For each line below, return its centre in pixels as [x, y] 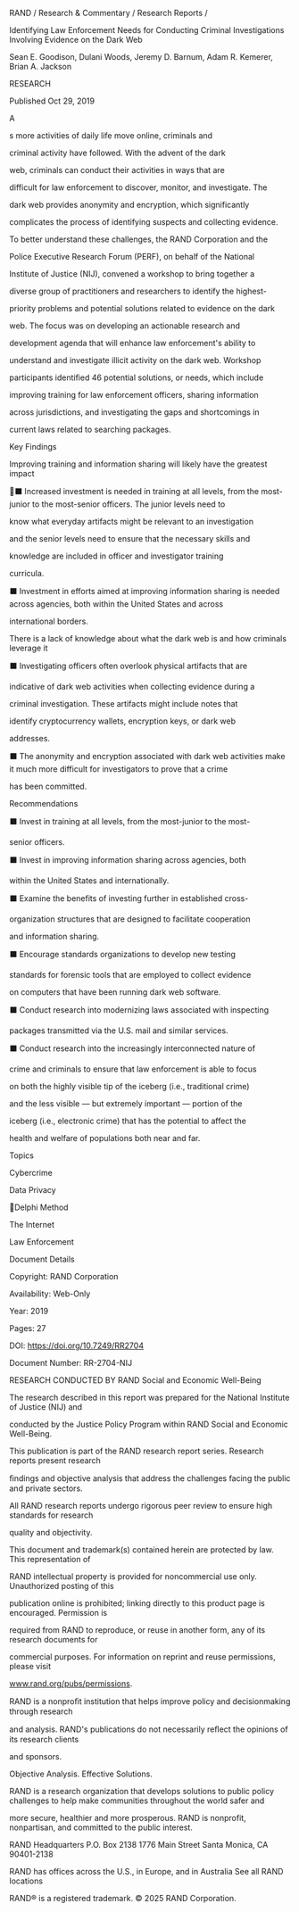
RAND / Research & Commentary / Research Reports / [108, 13]
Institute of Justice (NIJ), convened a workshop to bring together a [132, 274]
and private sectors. [46, 1488]
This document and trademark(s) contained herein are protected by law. [141, 1550]
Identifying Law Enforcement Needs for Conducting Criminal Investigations [147, 30]
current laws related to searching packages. [90, 429]
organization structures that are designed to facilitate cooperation [130, 919]
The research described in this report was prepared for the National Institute [149, 1397]
